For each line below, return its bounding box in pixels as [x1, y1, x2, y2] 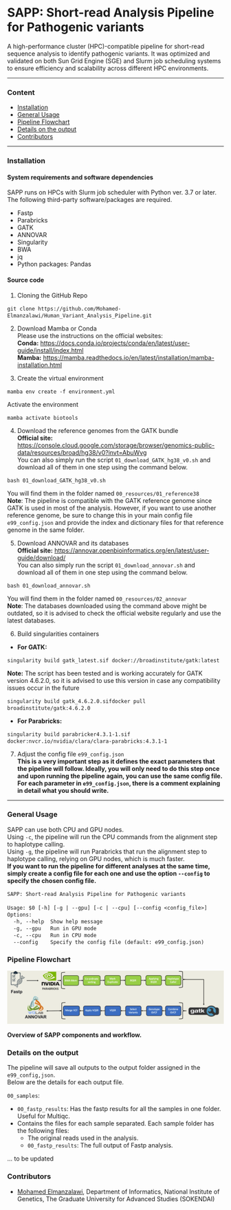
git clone [7, 305, 36, 312]
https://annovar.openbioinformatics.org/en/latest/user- [54, 546, 210, 554]
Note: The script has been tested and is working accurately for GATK [7, 669, 203, 677]
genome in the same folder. [7, 526, 85, 534]
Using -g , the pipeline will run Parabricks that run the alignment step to [7, 847, 208, 855]
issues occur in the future [7, 684, 80, 692]
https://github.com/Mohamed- [37, 305, 122, 312]
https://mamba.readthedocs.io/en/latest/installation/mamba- [43, 353, 214, 361]
